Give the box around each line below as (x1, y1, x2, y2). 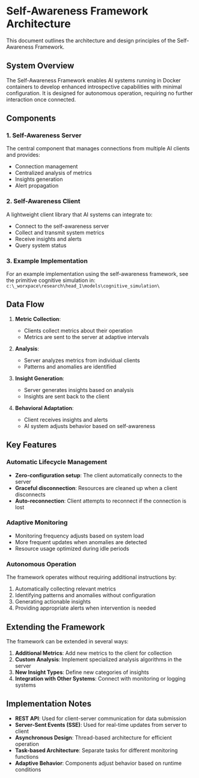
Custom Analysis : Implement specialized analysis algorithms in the (14, 655, 182, 663)
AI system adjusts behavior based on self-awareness (23, 422, 156, 429)
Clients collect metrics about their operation (23, 326, 133, 334)
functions (14, 753, 39, 760)
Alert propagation (14, 182, 59, 189)
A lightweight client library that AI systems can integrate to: (6, 210, 153, 218)
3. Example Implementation (6, 257, 88, 265)
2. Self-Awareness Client (6, 197, 81, 206)
